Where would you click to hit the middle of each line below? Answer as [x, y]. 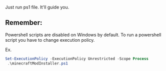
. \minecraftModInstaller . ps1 [38, 63]
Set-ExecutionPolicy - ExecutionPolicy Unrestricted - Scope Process [77, 59]
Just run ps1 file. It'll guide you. [37, 7]
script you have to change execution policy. [50, 40]
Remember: [24, 23]
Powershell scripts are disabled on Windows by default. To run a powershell [83, 35]
